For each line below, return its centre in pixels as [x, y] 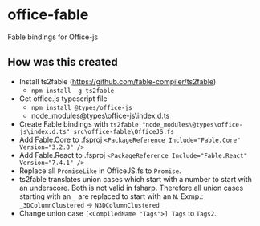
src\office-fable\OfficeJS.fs [124, 131]
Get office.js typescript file [63, 99]
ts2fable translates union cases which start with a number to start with [135, 179]
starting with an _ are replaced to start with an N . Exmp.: [111, 196]
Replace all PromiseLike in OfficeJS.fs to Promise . [100, 171]
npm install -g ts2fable [73, 91]
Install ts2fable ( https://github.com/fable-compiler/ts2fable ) [118, 81]
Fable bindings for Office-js [53, 37]
